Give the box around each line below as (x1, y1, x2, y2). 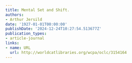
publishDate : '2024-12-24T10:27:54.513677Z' (5, 26, 102, 31)
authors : (5, 12, 24, 17)
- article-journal (5, 36, 45, 41)
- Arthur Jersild (5, 17, 42, 22)
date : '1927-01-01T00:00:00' (5, 21, 68, 27)
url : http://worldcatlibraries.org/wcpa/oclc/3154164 (10, 50, 127, 55)
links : (5, 41, 19, 46)
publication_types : (5, 31, 47, 36)
